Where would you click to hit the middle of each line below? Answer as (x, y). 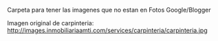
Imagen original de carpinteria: (51, 23)
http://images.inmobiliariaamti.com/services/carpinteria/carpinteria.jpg (107, 30)
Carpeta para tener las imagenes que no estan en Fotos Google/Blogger (109, 10)
